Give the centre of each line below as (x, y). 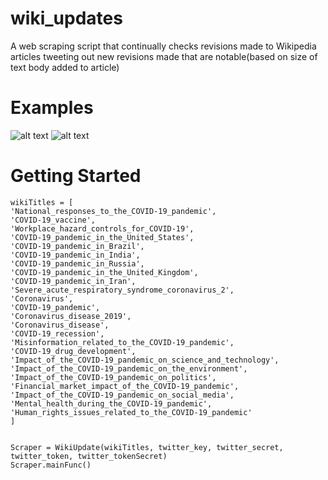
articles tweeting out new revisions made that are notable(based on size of (164, 56)
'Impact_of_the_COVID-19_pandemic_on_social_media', (122, 395)
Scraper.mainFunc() (51, 465)
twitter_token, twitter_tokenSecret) (89, 456)
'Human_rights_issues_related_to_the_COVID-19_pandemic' (131, 412)
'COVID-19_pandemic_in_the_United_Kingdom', (104, 272)
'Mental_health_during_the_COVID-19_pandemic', (111, 403)
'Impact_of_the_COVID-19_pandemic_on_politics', (113, 377)
